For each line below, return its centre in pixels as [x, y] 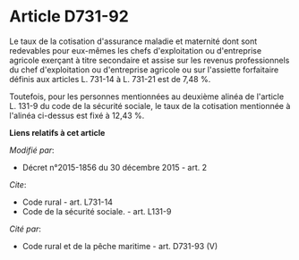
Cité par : [26, 229]
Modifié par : [32, 150]
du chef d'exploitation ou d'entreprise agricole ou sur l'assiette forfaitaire [144, 70]
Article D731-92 [69, 17]
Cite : [18, 184]
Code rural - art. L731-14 [68, 202]
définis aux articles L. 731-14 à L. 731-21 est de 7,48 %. [110, 79]
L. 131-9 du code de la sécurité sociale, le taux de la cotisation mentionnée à [150, 105]
